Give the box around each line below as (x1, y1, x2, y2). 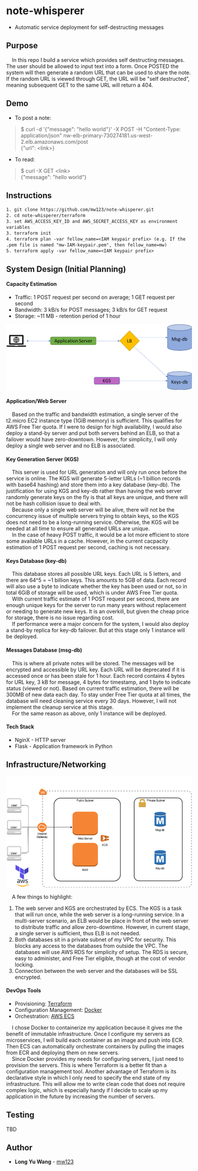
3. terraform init (6, 230, 51, 236)
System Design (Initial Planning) (6, 264, 127, 274)
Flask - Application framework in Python (14, 743, 113, 750)
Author (6, 1143, 32, 1153)
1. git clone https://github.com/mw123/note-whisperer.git (6, 207, 154, 213)
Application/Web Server (6, 398, 67, 405)
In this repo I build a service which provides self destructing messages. (11, 56, 185, 63)
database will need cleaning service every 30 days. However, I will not (6, 697, 177, 704)
